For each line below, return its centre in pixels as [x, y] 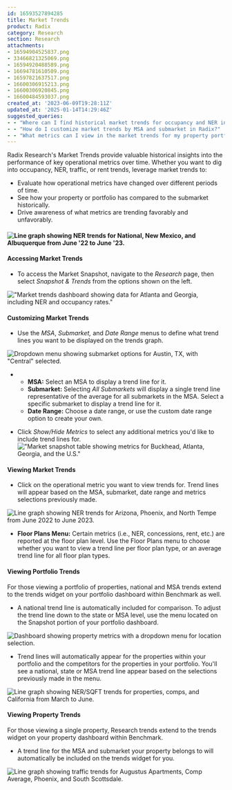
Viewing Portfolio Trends [44, 572]
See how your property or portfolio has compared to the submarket [113, 198]
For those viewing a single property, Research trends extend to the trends [112, 730]
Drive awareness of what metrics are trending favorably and [103, 213]
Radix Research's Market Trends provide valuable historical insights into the [115, 155]
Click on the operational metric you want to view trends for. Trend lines [118, 485]
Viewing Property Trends [44, 715]
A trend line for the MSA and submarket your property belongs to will [115, 751]
